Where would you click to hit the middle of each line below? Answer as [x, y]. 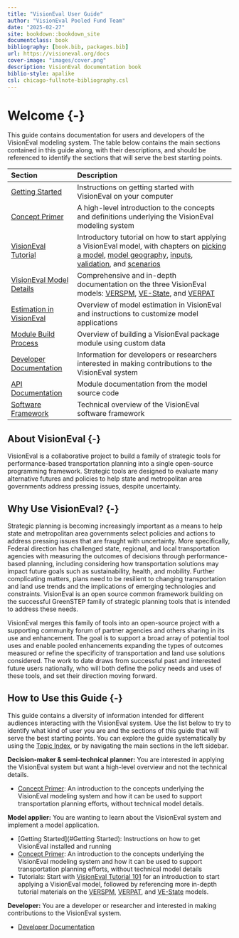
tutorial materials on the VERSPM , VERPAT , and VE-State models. [113, 892]
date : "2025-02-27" [36, 27]
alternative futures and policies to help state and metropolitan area [105, 479]
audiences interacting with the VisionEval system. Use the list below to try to [119, 723]
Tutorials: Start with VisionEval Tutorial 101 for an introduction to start [118, 876]
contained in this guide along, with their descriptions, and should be [107, 150]
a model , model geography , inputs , [135, 255]
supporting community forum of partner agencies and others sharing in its [116, 630]
